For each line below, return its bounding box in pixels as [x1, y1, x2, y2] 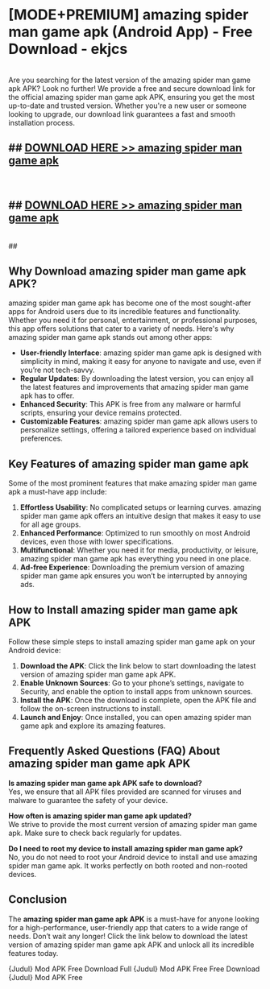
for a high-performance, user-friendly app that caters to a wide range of [8, 922, 248, 932]
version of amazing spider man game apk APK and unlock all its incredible [8, 940, 255, 950]
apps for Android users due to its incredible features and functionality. [8, 307, 241, 317]
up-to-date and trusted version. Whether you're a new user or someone [8, 101, 247, 110]
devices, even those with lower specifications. [19, 537, 174, 547]
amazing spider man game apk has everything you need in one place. [19, 554, 251, 564]
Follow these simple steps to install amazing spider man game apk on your [8, 637, 255, 646]
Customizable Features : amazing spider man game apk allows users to [19, 416, 258, 426]
